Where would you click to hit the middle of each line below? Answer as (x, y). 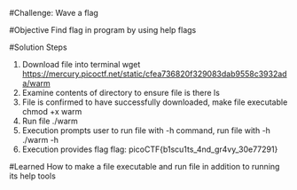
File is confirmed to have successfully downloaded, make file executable (155, 102)
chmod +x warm (52, 111)
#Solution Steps (39, 47)
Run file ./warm (50, 121)
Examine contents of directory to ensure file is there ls (121, 93)
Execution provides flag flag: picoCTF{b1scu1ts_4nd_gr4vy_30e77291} (150, 149)
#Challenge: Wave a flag (54, 13)
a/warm (36, 83)
